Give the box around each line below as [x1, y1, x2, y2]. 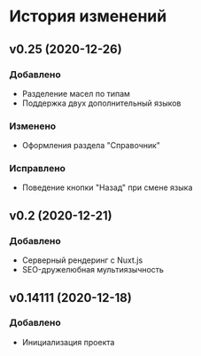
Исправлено [9, 162, 66, 175]
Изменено [9, 120, 57, 132]
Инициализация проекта [21, 336, 115, 347]
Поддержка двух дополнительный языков [21, 98, 182, 108]
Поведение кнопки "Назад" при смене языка [21, 182, 193, 193]
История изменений [9, 6, 167, 27]
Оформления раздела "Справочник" [21, 140, 161, 151]
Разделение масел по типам [21, 88, 131, 99]
